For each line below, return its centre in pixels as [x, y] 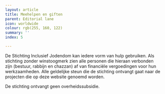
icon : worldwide [22, 23]
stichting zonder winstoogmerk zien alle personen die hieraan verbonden [79, 61]
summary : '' [17, 33]
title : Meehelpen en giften [34, 14]
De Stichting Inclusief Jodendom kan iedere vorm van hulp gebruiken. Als [80, 55]
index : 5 [14, 38]
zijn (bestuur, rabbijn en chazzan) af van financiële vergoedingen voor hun [81, 66]
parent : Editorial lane [30, 19]
